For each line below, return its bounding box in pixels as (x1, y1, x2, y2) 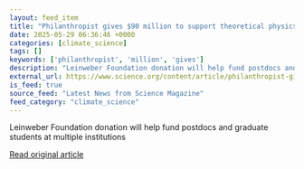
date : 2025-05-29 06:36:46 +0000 (9, 30, 136, 39)
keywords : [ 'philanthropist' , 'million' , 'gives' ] (9, 55, 204, 64)
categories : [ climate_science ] (9, 38, 128, 48)
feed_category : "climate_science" (9, 97, 140, 107)
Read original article (9, 149, 84, 160)
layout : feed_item (9, 13, 79, 23)
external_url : (9, 72, 63, 81)
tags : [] (9, 47, 43, 56)
